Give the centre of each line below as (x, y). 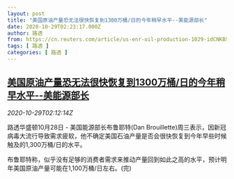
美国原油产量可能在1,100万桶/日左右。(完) (72, 168)
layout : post (26, 14)
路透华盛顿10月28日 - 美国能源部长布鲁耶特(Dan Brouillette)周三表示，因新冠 (117, 127)
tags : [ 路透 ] (28, 46)
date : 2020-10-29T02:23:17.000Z (54, 26)
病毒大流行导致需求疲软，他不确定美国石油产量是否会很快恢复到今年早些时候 (117, 136)
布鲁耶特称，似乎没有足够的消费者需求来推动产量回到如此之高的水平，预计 (114, 159)
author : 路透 (25, 33)
